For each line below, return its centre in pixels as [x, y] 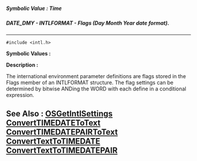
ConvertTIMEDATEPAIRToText [62, 132]
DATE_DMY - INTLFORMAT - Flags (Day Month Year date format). [88, 23]
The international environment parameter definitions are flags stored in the [96, 76]
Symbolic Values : [28, 53]
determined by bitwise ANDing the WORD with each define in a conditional [96, 89]
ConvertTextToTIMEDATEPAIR [62, 150]
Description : [22, 65]
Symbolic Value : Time [34, 8]
